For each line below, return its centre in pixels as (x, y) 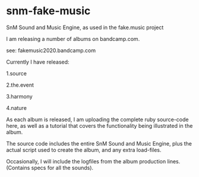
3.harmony (19, 96)
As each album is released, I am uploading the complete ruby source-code (97, 119)
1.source (16, 73)
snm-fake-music (48, 11)
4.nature (16, 108)
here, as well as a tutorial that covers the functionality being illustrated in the (99, 125)
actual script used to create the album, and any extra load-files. (84, 150)
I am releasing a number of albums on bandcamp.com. (73, 39)
